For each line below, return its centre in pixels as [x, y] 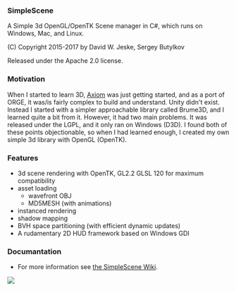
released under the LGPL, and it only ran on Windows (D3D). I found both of [117, 124]
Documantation [35, 251]
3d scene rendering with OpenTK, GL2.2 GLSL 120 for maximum [111, 173]
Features [23, 158]
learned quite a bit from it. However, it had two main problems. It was [107, 117]
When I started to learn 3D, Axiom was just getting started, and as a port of [116, 95]
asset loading [37, 188]
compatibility [36, 180]
